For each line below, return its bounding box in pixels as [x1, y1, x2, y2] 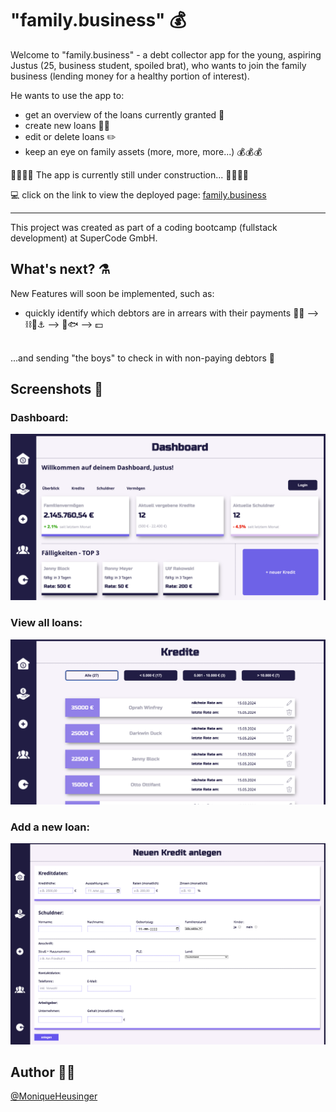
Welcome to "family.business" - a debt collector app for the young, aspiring [10, 48, 322, 61]
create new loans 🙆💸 [24, 119, 110, 131]
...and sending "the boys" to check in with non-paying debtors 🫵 [10, 352, 276, 364]
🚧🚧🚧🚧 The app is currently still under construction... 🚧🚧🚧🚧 [10, 168, 250, 181]
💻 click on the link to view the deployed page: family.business [10, 188, 267, 201]
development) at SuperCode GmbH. [10, 232, 158, 244]
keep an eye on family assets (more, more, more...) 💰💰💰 [24, 145, 263, 157]
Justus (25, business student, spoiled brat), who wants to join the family [10, 59, 307, 71]
